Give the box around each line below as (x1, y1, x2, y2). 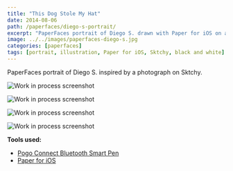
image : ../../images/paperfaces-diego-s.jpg (7, 36, 138, 43)
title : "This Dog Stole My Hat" (7, 10, 101, 17)
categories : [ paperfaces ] (7, 42, 82, 49)
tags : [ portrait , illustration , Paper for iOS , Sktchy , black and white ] (7, 49, 225, 56)
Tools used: (7, 135, 42, 143)
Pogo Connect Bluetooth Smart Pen (17, 149, 119, 157)
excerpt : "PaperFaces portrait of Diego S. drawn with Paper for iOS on (7, 29, 222, 37)
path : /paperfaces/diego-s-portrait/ (7, 23, 116, 30)
